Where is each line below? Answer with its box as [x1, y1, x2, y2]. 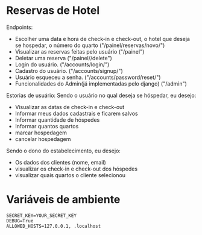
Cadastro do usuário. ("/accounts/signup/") [14, 67, 124, 74]
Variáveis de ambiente [6, 193, 121, 207]
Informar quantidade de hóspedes [14, 116, 100, 124]
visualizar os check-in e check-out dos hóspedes [14, 165, 137, 172]
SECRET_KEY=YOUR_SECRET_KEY [6, 212, 77, 219]
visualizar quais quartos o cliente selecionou [14, 171, 125, 178]
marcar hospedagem [14, 129, 68, 136]
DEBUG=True [6, 218, 34, 224]
